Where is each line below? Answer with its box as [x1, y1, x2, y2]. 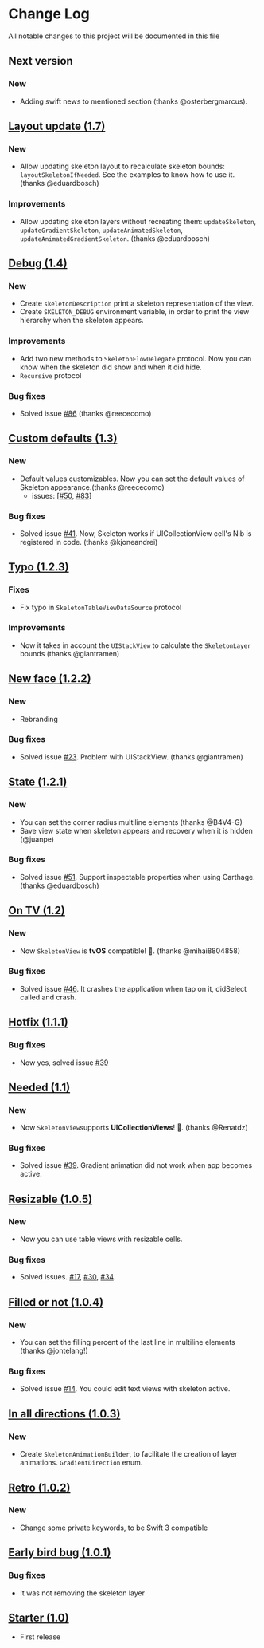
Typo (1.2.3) [8, 560, 69, 574]
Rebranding [19, 714, 58, 723]
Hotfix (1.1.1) [8, 1015, 69, 1029]
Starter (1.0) [8, 1611, 69, 1624]
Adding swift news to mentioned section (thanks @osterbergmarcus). [19, 97, 248, 106]
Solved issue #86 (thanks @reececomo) [19, 408, 152, 418]
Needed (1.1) [8, 1080, 71, 1094]
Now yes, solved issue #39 [19, 1058, 109, 1067]
